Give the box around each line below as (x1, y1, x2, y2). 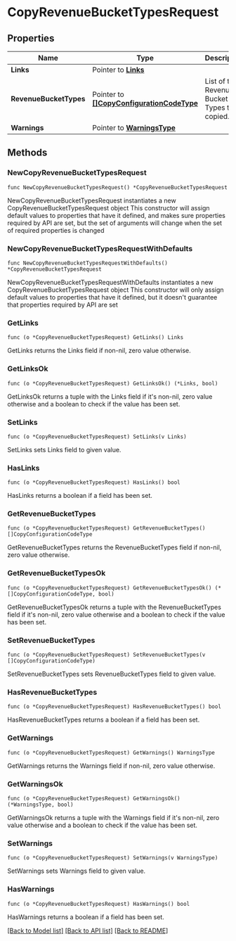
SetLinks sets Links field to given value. (7, 445, 122, 454)
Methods (7, 147, 48, 159)
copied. (204, 112, 230, 121)
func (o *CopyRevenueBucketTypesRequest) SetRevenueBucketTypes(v (7, 651, 206, 658)
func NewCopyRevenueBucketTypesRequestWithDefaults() (7, 260, 169, 267)
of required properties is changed (7, 226, 105, 234)
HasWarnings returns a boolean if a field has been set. (7, 912, 165, 921)
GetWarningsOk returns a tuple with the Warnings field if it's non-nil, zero (7, 813, 220, 821)
